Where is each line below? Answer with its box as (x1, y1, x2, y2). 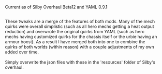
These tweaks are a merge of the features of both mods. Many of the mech (5, 19, 155, 24)
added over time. (5, 49, 39, 55)
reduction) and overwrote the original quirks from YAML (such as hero (5, 29, 145, 34)
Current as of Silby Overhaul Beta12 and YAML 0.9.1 (5, 4, 108, 10)
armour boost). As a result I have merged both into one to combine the (5, 39, 146, 45)
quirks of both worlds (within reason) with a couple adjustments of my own (5, 44, 155, 49)
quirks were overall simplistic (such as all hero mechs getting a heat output (5, 24, 154, 29)
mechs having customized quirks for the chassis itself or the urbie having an (5, 34, 157, 39)
